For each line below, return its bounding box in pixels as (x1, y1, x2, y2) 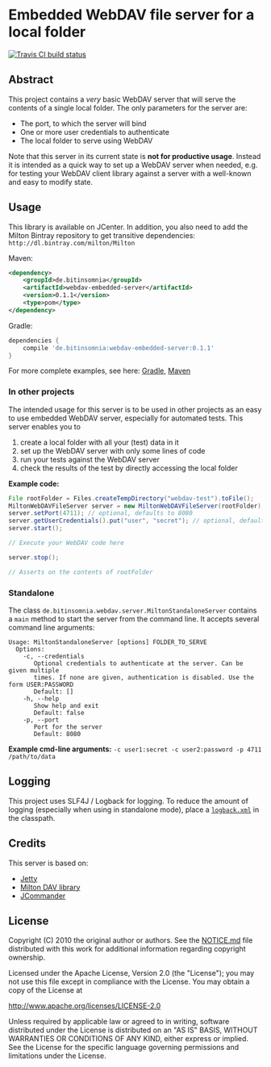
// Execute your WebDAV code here (8, 539, 125, 547)
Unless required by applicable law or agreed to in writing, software (8, 1017, 230, 1027)
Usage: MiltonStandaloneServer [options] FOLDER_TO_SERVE (8, 638, 207, 646)
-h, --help (23, 695, 60, 703)
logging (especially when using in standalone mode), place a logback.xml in (8, 805, 260, 814)
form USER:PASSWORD (8, 680, 74, 689)
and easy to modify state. (8, 177, 93, 186)
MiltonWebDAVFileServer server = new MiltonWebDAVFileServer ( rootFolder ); (8, 502, 265, 510)
